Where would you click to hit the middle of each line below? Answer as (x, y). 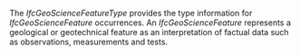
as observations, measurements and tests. (89, 42)
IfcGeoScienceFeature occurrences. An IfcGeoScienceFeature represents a (150, 23)
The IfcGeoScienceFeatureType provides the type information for (131, 13)
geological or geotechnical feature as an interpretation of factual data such (149, 32)
